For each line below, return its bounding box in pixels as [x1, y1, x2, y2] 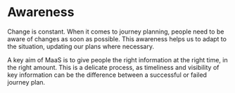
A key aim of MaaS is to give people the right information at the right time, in [7, 55, 228, 64]
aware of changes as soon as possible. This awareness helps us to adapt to [7, 34, 227, 43]
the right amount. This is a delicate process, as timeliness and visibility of [7, 63, 220, 71]
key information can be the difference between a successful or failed [7, 71, 208, 79]
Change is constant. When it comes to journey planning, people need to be [7, 27, 224, 36]
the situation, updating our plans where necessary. [7, 42, 155, 50]
